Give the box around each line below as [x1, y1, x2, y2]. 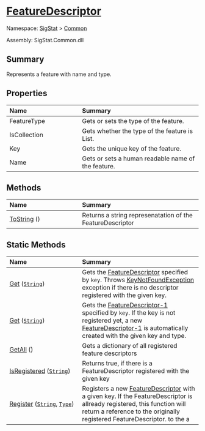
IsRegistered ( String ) [9, 367, 71, 375]
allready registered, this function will [82, 400, 186, 408]
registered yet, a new [82, 317, 143, 325]
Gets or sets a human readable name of [82, 154, 195, 163]
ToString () [9, 215, 41, 223]
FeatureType [9, 116, 46, 125]
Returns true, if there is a [82, 359, 153, 368]
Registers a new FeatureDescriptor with [82, 384, 195, 393]
